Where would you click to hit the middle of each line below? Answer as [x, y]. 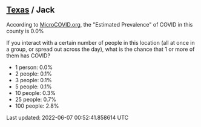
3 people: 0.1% [34, 80]
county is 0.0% [25, 31]
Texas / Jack [31, 10]
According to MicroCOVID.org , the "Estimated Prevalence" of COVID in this [100, 24]
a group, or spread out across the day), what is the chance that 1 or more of [100, 49]
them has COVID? [28, 55]
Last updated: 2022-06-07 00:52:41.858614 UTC [68, 117]
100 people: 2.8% [37, 106]
